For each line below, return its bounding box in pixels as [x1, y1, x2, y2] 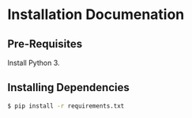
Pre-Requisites [7, 37, 83, 51]
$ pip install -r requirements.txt [7, 101, 125, 110]
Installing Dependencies [7, 81, 130, 94]
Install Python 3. [7, 58, 60, 67]
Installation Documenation [7, 6, 185, 24]
